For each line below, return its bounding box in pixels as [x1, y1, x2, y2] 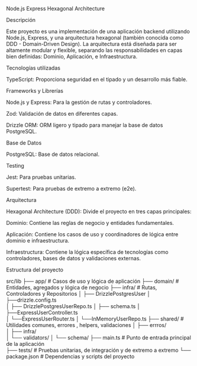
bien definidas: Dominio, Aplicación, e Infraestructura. [6, 53, 138, 60]
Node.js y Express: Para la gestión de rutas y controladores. [6, 99, 152, 106]
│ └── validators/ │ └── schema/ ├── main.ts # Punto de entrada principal [6, 334, 191, 341]
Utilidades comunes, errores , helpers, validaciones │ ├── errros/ [6, 322, 167, 328]
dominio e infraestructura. [6, 237, 70, 244]
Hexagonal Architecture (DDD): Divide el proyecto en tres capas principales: [6, 208, 192, 215]
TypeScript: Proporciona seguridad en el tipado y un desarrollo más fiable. [6, 76, 188, 83]
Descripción [6, 17, 36, 23]
